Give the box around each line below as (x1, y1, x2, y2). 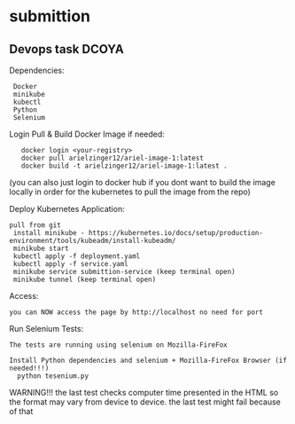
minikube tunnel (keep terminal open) (12, 275, 157, 284)
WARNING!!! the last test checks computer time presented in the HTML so (9, 388, 279, 397)
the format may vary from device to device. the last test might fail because (9, 397, 281, 407)
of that (9, 406, 34, 416)
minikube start (12, 244, 69, 253)
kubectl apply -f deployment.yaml (12, 252, 141, 261)
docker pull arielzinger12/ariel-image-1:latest (20, 153, 204, 162)
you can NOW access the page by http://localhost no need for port (9, 308, 264, 317)
